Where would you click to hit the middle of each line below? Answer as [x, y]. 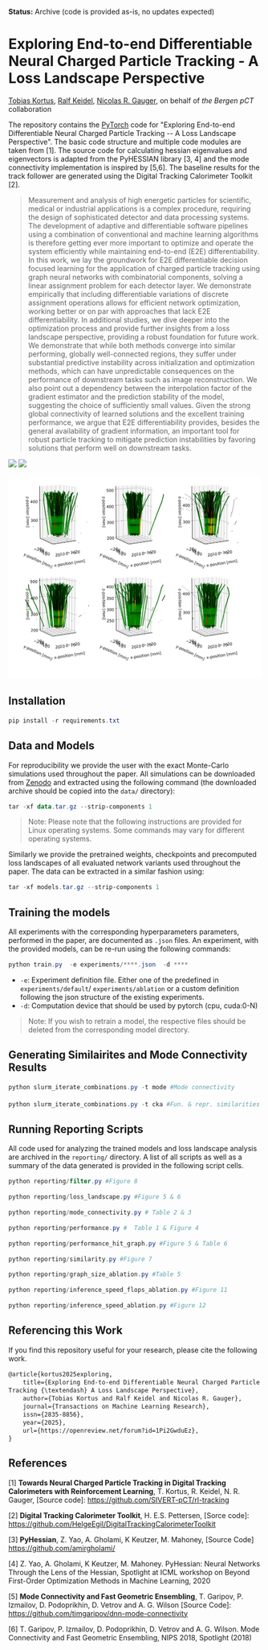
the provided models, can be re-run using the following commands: [120, 949]
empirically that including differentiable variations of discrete [128, 294]
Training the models [59, 912]
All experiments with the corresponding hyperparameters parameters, [124, 932]
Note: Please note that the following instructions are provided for [135, 822]
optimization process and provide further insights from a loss [129, 328]
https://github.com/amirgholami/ [62, 1548]
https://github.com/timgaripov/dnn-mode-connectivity [98, 1613]
